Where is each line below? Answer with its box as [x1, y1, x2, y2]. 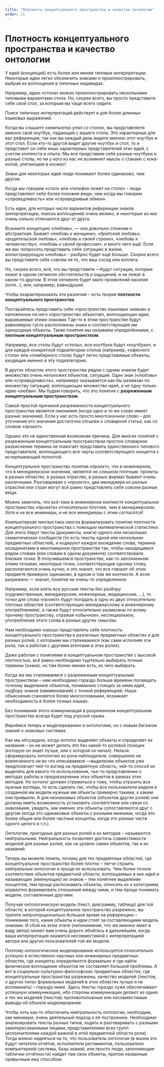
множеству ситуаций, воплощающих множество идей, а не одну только [5, 383, 157, 389]
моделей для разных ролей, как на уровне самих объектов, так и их [5, 841, 149, 847]
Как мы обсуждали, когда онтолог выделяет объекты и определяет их [5, 737, 153, 743]
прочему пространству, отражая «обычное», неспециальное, [5, 612, 135, 618]
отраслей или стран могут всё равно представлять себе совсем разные [5, 485, 158, 490]
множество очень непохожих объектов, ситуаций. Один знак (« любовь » [5, 372, 158, 378]
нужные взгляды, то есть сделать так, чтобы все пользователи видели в [5, 784, 158, 790]
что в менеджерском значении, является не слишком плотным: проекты [5, 469, 158, 475]
